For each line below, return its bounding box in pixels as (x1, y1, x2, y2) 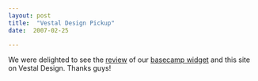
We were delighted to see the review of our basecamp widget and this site (8, 55, 251, 64)
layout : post (8, 11, 51, 20)
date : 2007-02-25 (8, 26, 69, 34)
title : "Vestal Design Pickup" (8, 19, 115, 27)
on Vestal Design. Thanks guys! (8, 64, 112, 73)
